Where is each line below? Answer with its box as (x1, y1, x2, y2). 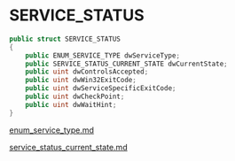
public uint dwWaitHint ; (25, 100, 117, 109)
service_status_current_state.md (9, 142, 128, 152)
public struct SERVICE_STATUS (9, 34, 121, 43)
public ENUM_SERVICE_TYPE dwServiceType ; (25, 50, 180, 60)
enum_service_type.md (9, 125, 95, 135)
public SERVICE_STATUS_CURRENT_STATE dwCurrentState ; (25, 59, 228, 68)
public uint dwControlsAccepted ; (25, 67, 149, 76)
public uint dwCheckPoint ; (25, 92, 125, 102)
